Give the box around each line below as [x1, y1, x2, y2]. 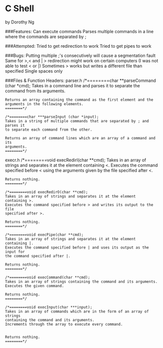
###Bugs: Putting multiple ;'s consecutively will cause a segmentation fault [5, 52, 156, 58]
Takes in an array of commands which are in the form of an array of [5, 309, 149, 314]
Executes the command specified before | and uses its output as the [5, 245, 149, 250]
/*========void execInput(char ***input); [5, 305, 92, 309]
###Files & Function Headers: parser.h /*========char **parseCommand [5, 77, 156, 83]
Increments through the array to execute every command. [5, 322, 123, 327]
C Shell [5, 3, 34, 14]
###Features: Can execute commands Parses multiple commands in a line [5, 28, 154, 34]
